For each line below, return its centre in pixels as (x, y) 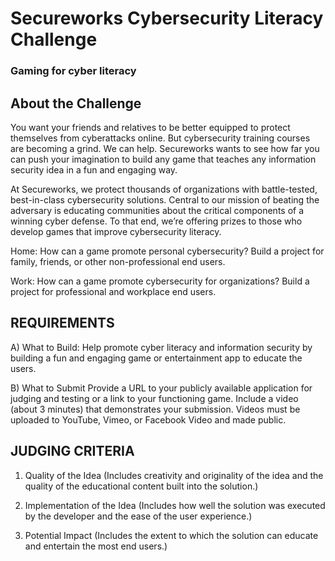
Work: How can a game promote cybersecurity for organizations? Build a (160, 281)
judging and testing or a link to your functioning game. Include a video (154, 398)
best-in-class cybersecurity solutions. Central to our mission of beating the (165, 199)
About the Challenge (76, 103)
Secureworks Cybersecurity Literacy (167, 18)
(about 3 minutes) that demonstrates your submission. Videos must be (155, 409)
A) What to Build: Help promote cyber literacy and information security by (161, 347)
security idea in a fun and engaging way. (94, 169)
